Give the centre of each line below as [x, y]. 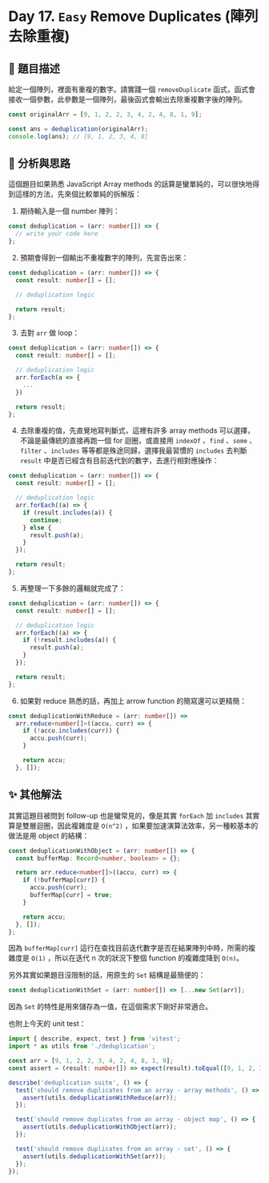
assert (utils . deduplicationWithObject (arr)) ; [100, 1127]
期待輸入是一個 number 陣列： [70, 211]
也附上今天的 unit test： [47, 1024]
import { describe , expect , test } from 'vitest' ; [94, 1039]
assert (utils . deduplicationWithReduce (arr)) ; [100, 1098]
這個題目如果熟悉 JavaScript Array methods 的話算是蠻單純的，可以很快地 [130, 184]
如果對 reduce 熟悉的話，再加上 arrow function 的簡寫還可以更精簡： [133, 701]
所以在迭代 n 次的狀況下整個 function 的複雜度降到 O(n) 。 [149, 958]
